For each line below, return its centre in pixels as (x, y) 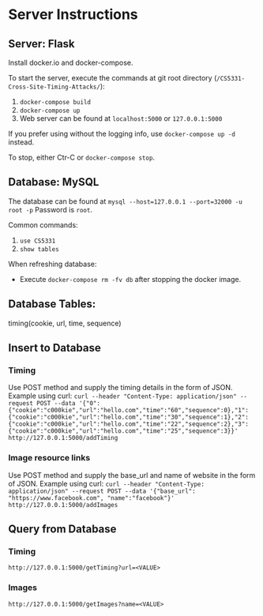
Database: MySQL (54, 182)
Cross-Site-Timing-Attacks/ (54, 87)
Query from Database (62, 529)
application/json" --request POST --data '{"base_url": (102, 491)
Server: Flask (41, 44)
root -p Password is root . (51, 209)
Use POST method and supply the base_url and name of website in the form (132, 475)
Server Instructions (73, 15)
